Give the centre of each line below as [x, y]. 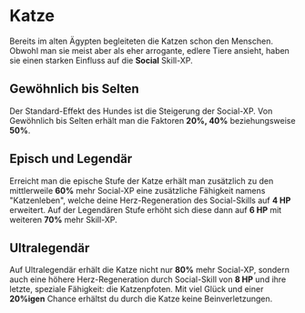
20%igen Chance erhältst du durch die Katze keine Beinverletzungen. [141, 299]
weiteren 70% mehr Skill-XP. [64, 219]
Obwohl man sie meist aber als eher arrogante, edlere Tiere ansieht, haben [149, 50]
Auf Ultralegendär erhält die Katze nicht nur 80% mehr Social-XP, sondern [149, 270]
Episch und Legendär [71, 159]
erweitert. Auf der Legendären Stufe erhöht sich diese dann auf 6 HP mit [146, 209]
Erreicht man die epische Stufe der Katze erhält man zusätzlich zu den [142, 181]
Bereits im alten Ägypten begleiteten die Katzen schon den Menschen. [141, 41]
